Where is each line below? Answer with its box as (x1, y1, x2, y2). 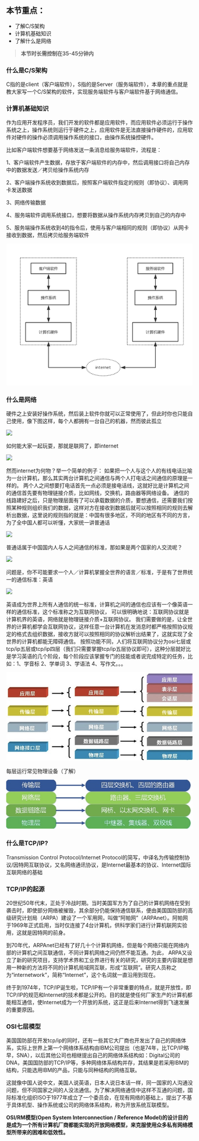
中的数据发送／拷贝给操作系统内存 (6, 167, 89, 174)
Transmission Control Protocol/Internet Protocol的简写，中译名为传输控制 (6, 854, 185, 861)
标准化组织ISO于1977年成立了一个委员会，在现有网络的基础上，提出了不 (11, 1094, 187, 1101)
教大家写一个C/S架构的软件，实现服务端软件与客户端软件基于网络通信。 (6, 88, 182, 95)
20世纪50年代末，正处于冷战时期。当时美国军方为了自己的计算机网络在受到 (6, 900, 191, 907)
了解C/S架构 (14, 23, 46, 30)
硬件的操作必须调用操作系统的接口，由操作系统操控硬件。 (16, 134, 157, 141)
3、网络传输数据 (6, 199, 46, 206)
